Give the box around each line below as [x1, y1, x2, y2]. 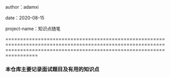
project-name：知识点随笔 [5, 25, 61, 32]
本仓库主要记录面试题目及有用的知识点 [5, 65, 100, 72]
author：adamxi [5, 4, 39, 10]
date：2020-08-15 [5, 15, 45, 21]
